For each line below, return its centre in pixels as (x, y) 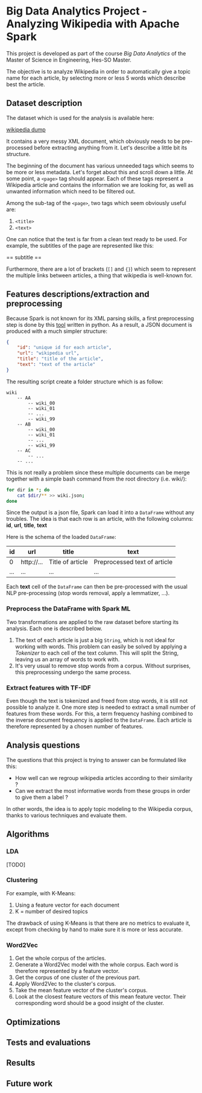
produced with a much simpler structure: (57, 331)
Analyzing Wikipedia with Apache (93, 24)
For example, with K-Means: (41, 893)
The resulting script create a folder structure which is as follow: (85, 382)
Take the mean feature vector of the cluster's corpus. (81, 991)
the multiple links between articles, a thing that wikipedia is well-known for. (99, 275)
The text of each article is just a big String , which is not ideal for (95, 640)
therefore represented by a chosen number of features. (75, 726)
